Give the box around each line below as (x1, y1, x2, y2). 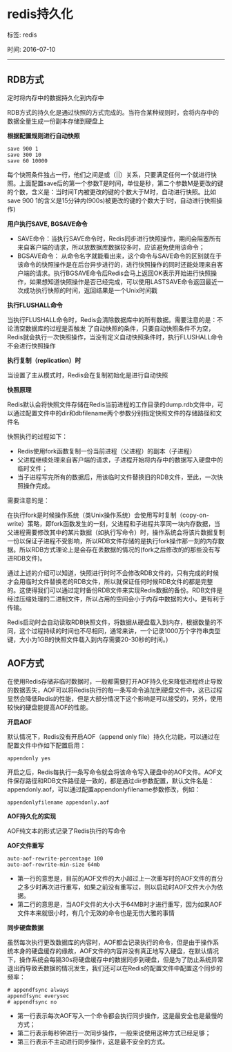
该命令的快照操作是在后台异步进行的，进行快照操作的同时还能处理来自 (17, 260, 217, 268)
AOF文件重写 (7, 841, 44, 849)
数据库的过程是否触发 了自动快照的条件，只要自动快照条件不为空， (25, 324, 215, 332)
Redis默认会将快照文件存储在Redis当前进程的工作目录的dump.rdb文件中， (7, 400, 217, 408)
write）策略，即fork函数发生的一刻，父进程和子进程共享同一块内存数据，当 (7, 519, 221, 527)
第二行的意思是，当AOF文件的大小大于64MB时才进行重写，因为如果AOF (17, 900, 222, 908)
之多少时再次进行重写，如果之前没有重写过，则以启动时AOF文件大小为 (17, 883, 217, 891)
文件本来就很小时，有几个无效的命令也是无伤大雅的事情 (17, 908, 175, 917)
